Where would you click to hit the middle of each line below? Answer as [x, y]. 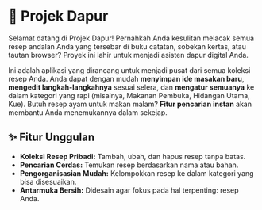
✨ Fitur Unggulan [52, 137]
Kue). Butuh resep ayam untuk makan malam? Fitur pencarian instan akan [130, 104]
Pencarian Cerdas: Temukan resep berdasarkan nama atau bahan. [129, 165]
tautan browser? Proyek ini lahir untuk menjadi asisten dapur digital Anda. [128, 55]
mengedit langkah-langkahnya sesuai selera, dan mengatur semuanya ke [131, 87]
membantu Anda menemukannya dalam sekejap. [88, 112]
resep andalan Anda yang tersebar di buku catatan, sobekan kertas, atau [127, 46]
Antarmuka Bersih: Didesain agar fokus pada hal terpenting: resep [129, 190]
